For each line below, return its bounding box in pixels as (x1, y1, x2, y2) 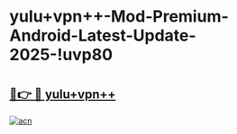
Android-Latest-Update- (9, 25, 196, 46)
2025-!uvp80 (9, 45, 114, 65)
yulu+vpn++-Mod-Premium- (9, 6, 230, 27)
